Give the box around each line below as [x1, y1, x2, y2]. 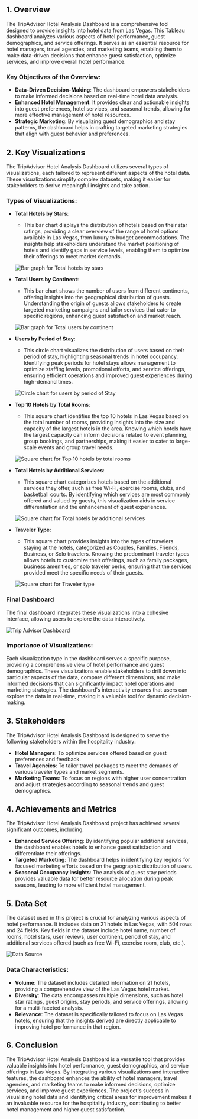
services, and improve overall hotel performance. [6, 58, 126, 65]
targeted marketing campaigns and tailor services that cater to [23, 306, 176, 313]
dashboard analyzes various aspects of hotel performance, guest [6, 33, 165, 40]
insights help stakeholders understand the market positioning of [23, 241, 179, 248]
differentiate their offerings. [14, 850, 82, 857]
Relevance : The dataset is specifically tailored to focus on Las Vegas [14, 1010, 183, 1017]
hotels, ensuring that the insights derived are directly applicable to [14, 1017, 176, 1024]
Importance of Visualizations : [6, 641, 93, 650]
